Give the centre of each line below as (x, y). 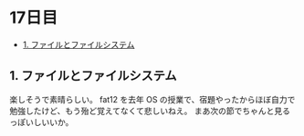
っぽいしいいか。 (42, 121)
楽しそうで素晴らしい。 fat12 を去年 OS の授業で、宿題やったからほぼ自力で (152, 99)
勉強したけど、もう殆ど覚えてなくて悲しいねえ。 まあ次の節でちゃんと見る (150, 111)
